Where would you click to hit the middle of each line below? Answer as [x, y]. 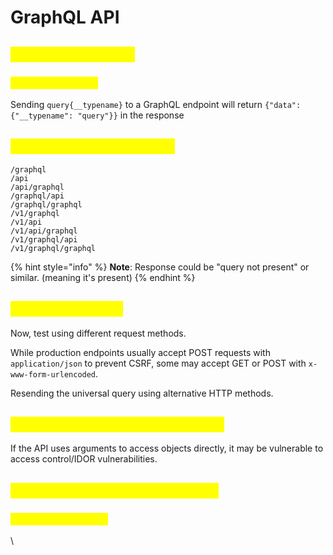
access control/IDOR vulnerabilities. [84, 459]
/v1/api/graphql [44, 231]
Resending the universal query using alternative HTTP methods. [142, 393]
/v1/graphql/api [44, 239]
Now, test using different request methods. [98, 333]
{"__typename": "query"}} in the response [97, 115]
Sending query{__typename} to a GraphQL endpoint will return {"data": [156, 104]
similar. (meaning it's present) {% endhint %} [103, 277]
